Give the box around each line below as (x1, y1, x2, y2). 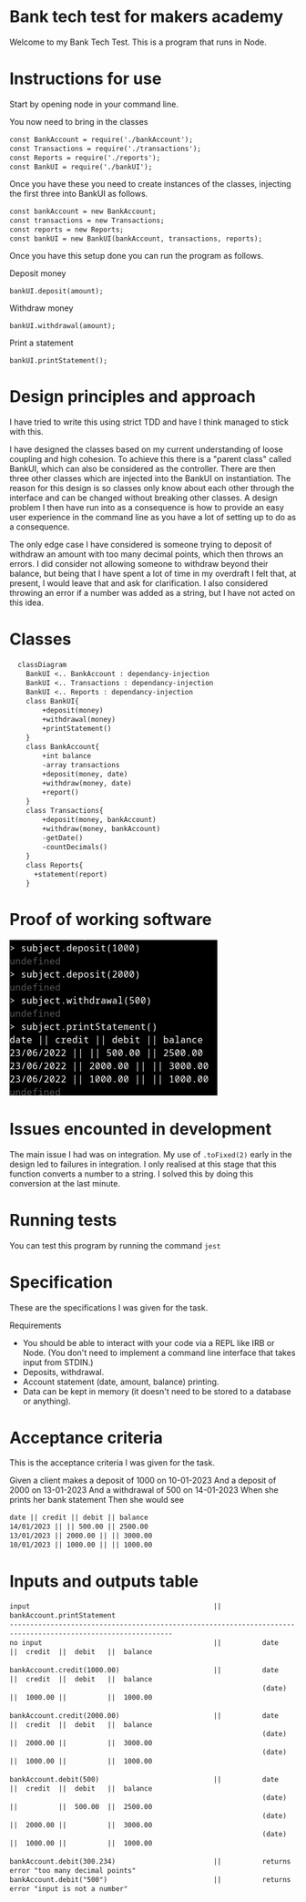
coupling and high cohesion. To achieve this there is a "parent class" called (9, 453, 291, 464)
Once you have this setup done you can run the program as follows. (9, 250, 264, 261)
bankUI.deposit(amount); (9, 286, 104, 295)
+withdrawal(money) (42, 715, 117, 724)
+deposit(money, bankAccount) (42, 815, 157, 824)
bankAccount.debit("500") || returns (9, 1876, 291, 1885)
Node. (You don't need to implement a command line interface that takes (22, 1347, 296, 1358)
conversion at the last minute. (9, 1177, 121, 1188)
